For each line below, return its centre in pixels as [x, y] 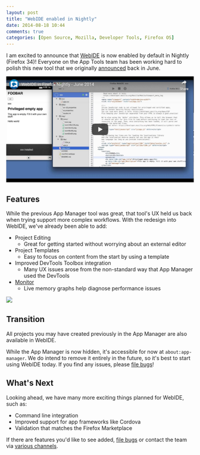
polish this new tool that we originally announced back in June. [83, 68]
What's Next [30, 383]
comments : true [25, 32]
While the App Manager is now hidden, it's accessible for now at [85, 351]
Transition [26, 319]
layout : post [22, 13]
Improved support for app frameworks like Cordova [78, 422]
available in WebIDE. [31, 340]
